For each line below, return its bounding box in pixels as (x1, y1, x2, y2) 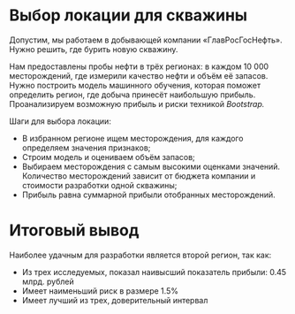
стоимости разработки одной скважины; (21, 180, 178, 190)
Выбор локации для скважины (9, 5, 248, 26)
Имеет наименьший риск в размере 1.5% (21, 285, 179, 296)
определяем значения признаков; (21, 142, 151, 153)
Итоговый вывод (9, 220, 140, 241)
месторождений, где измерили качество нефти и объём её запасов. (9, 70, 269, 80)
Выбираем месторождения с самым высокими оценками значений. (21, 161, 281, 172)
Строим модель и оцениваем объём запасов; (21, 151, 196, 162)
